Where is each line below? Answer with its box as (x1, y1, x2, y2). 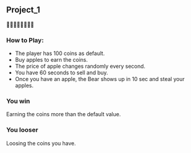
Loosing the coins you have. (6, 139, 77, 147)
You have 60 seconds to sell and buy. (14, 69, 108, 76)
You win (6, 97, 30, 105)
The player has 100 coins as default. (14, 50, 105, 57)
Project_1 (6, 5, 40, 15)
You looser (6, 126, 39, 134)
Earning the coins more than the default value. (6, 111, 121, 118)
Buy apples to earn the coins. (14, 56, 88, 63)
